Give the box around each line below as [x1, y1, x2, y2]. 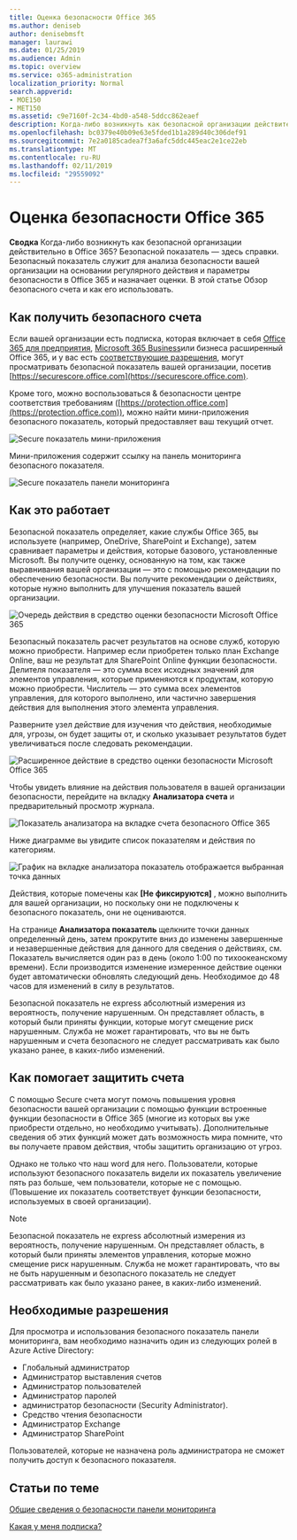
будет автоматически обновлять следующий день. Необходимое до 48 [9, 971, 280, 982]
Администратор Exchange [21, 1419, 121, 1429]
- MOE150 [9, 95, 42, 105]
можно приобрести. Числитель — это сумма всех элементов [9, 683, 241, 694]
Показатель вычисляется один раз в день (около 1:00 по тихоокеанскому [9, 952, 288, 962]
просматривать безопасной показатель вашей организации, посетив [9, 362, 272, 372]
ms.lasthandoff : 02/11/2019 [9, 161, 113, 170]
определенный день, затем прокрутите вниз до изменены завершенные [9, 933, 284, 944]
